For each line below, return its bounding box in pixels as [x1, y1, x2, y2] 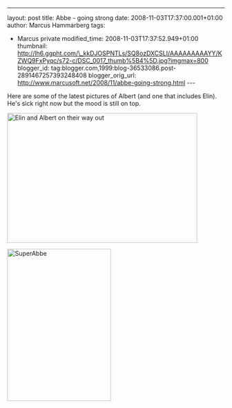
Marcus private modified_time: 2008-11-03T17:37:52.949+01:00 [17, 35, 199, 42]
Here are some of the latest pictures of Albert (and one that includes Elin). [7, 92, 217, 100]
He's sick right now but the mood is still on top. [7, 100, 142, 107]
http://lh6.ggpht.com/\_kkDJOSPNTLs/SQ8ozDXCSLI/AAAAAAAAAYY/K [17, 49, 222, 57]
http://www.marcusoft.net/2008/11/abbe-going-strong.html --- [17, 79, 195, 86]
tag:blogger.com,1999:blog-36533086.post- [50, 64, 177, 72]
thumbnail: [17, 42, 48, 50]
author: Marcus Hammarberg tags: [7, 21, 106, 29]
